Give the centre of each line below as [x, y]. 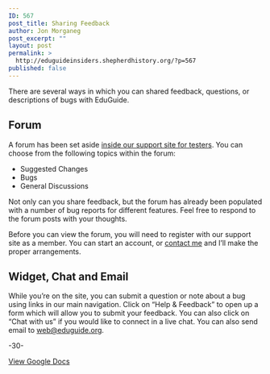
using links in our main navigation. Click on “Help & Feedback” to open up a [133, 305]
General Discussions [54, 185]
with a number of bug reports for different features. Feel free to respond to [132, 210]
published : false [37, 69]
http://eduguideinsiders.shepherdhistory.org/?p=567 [106, 61]
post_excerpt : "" [37, 38]
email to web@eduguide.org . [56, 330]
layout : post [30, 46]
